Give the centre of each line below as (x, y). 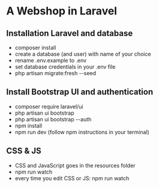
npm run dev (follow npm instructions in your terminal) (82, 132)
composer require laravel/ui (49, 106)
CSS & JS (24, 151)
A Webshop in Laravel (62, 11)
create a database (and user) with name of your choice (83, 54)
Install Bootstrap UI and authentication (80, 92)
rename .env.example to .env (51, 60)
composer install (35, 47)
